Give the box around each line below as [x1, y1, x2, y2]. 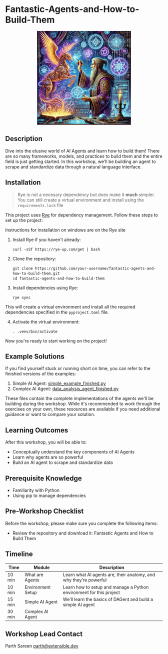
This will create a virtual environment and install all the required [5, 303, 136, 309]
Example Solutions [5, 352, 65, 360]
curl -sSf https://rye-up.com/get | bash [12, 246, 100, 252]
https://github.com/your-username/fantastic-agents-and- [34, 266, 156, 271]
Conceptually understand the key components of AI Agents [12, 449, 135, 455]
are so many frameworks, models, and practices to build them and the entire [5, 153, 162, 159]
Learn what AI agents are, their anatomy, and [62, 571, 155, 578]
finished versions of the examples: [5, 371, 76, 377]
